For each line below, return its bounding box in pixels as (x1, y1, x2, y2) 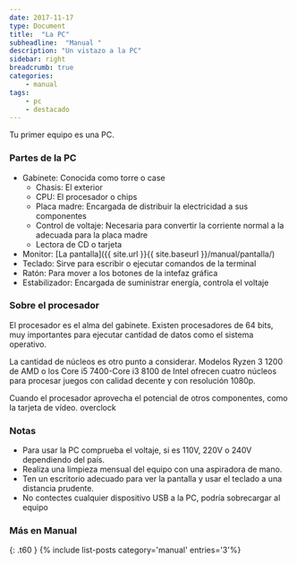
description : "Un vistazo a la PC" (9, 47, 142, 56)
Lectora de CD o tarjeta (35, 239, 123, 249)
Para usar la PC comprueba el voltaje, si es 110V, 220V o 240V (21, 445, 252, 456)
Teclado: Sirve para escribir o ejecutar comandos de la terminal (21, 257, 257, 269)
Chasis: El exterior (35, 181, 103, 193)
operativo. (9, 338, 47, 350)
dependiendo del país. (21, 455, 106, 465)
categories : (9, 72, 54, 81)
